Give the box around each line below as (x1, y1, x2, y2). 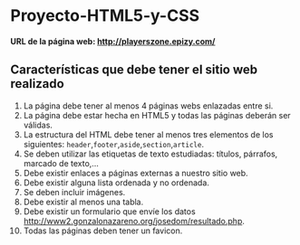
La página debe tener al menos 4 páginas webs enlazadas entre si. (23, 100, 274, 111)
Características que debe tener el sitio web (10, 62, 258, 78)
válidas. (23, 119, 53, 130)
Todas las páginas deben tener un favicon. (23, 225, 183, 236)
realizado (10, 76, 64, 91)
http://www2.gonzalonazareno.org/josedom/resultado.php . (23, 215, 246, 226)
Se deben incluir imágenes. (23, 186, 126, 197)
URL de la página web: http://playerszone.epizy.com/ (10, 35, 216, 46)
